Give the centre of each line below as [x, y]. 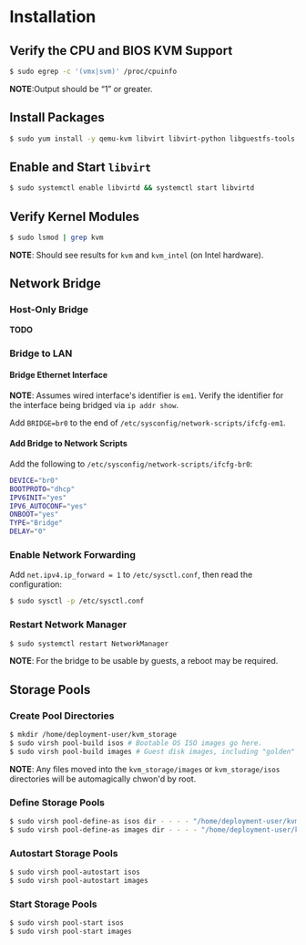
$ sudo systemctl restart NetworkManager [89, 644]
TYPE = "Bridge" [36, 523]
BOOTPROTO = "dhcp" [42, 489]
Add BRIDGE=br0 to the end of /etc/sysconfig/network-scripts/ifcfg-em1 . [148, 423]
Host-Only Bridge [49, 310]
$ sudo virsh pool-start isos [67, 923]
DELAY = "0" [28, 531]
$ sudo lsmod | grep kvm [56, 238]
